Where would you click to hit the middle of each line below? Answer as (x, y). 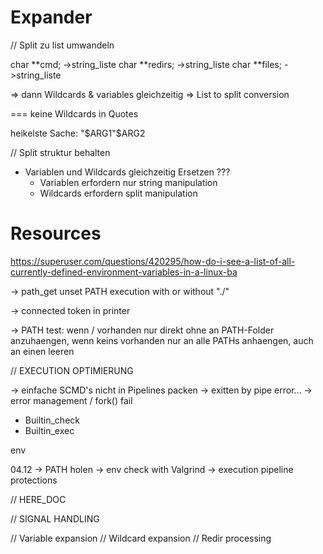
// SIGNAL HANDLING (55, 518)
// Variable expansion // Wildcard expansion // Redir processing (141, 538)
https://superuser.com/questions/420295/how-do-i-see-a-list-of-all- (153, 261)
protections (34, 480)
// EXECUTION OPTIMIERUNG (72, 370)
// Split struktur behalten (60, 152)
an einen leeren (42, 351)
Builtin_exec (49, 430)
